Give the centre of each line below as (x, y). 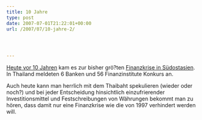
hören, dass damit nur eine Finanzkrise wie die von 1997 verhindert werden (101, 105)
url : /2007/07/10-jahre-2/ (41, 29)
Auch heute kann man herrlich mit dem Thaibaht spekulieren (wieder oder (99, 86)
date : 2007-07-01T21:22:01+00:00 (49, 23)
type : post (20, 18)
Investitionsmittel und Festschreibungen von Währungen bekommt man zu (100, 99)
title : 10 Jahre (27, 12)
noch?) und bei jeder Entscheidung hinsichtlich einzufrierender (86, 93)
